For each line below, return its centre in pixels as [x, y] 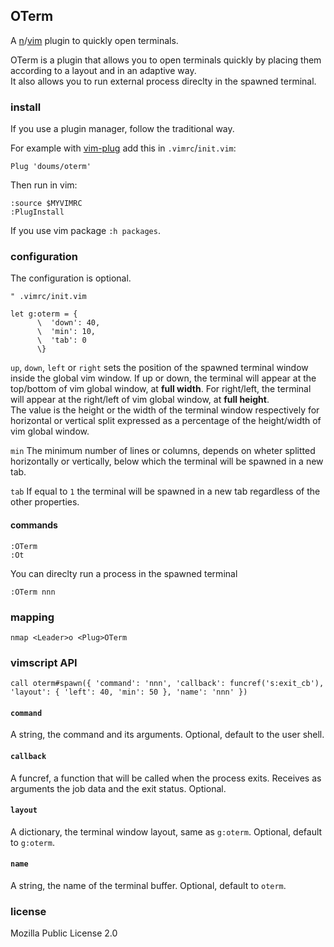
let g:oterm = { [44, 314]
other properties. [45, 502]
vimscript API [44, 662]
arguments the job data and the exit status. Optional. [118, 788]
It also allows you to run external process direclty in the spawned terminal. [163, 81]
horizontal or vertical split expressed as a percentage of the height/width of [166, 421]
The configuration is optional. [71, 278]
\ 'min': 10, [66, 332]
